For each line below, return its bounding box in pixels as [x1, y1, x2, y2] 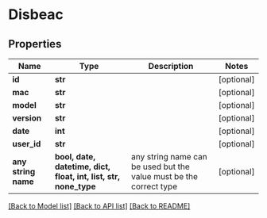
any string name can [130, 151, 208, 162]
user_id [12, 139, 41, 149]
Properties [8, 37, 62, 51]
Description [148, 61, 194, 71]
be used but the [130, 161, 191, 172]
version [12, 113, 42, 124]
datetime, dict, [54, 161, 111, 172]
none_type [54, 181, 96, 192]
